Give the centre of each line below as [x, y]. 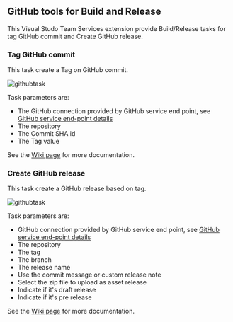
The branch [34, 260]
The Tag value [39, 142]
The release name [44, 268]
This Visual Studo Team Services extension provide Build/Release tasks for [117, 28]
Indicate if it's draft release [57, 290]
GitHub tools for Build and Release [84, 12]
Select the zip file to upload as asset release [82, 282]
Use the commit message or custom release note [89, 275]
